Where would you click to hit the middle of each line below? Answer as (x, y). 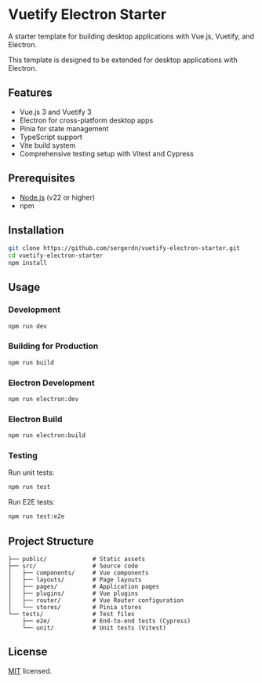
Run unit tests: (31, 472)
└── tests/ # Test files (71, 614)
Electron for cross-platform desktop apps (86, 120)
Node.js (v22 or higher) (57, 197)
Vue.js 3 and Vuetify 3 (55, 112)
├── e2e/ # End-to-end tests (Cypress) (107, 621)
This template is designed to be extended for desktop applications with (123, 60)
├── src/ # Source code (73, 566)
